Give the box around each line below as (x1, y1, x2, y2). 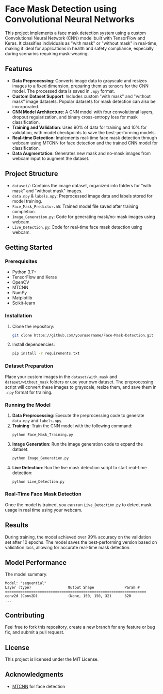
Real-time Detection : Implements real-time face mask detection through (12, 135, 157, 140)
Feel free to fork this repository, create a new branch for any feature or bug (5, 624, 155, 630)
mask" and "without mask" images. (12, 188, 82, 194)
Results (5, 521, 29, 530)
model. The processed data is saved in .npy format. (12, 88, 115, 94)
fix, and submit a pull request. (5, 629, 65, 635)
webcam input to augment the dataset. (12, 155, 90, 161)
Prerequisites (5, 258, 37, 264)
